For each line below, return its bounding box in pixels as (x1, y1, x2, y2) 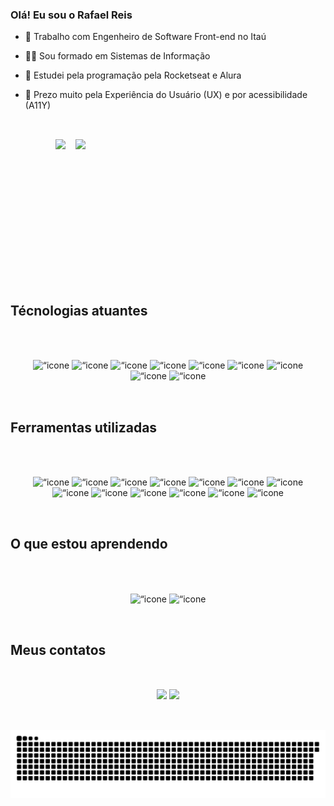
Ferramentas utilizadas (10, 419, 158, 436)
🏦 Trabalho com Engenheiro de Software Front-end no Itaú (24, 31, 267, 43)
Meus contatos (10, 642, 107, 659)
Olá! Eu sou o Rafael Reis (10, 8, 133, 22)
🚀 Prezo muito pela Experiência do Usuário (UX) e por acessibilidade (24, 89, 308, 101)
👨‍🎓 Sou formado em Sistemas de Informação (24, 50, 211, 62)
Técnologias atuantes (10, 302, 148, 319)
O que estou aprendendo (10, 536, 168, 553)
